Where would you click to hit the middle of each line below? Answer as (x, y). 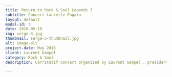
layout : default (23, 19)
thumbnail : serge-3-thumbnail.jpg (42, 39)
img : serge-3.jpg (24, 34)
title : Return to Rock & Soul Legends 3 (49, 10)
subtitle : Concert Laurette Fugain (43, 15)
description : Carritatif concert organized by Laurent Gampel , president (87, 62)
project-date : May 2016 (31, 48)
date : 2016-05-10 (24, 29)
